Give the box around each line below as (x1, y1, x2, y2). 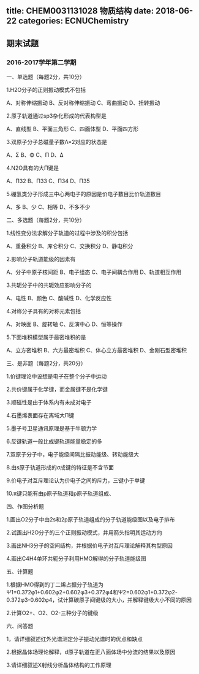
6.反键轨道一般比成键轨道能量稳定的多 (6, 437, 103, 445)
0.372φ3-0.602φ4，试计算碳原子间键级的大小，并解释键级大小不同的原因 (6, 596, 192, 604)
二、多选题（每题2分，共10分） (6, 216, 86, 224)
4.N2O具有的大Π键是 (6, 164, 59, 172)
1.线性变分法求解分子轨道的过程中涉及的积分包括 (6, 229, 129, 237)
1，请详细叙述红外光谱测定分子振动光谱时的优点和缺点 (6, 635, 143, 643)
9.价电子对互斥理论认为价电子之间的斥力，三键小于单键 (6, 477, 146, 484)
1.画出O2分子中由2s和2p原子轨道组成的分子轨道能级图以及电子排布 (6, 516, 176, 523)
